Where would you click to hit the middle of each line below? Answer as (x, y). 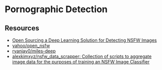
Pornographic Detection (56, 9)
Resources (22, 28)
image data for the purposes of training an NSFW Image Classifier (81, 62)
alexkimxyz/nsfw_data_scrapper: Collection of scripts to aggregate (82, 56)
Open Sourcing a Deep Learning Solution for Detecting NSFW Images (85, 40)
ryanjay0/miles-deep (34, 51)
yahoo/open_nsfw (31, 46)
